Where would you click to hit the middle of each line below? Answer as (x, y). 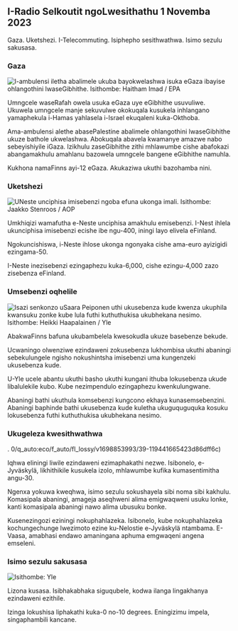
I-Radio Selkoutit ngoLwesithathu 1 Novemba (109, 12)
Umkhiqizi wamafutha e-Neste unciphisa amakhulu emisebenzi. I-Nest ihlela (119, 223)
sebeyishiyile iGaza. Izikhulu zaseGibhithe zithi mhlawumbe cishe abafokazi (118, 147)
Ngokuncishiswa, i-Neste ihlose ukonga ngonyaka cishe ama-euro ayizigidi (117, 244)
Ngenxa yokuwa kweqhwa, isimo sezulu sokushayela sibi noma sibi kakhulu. (119, 492)
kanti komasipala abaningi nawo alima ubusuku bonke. (87, 507)
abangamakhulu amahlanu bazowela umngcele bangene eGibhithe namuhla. (119, 154)
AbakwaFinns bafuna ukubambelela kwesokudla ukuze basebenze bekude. (118, 336)
